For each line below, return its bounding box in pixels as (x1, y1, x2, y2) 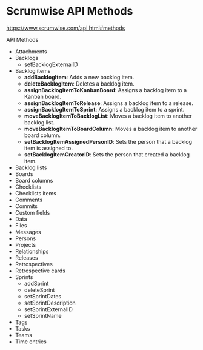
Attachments (15, 47, 47, 55)
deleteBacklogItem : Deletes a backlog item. (24, 80, 135, 87)
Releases (15, 254, 38, 261)
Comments (15, 196, 43, 203)
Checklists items (15, 189, 56, 197)
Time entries (15, 338, 47, 345)
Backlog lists (15, 164, 47, 171)
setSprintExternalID (24, 305, 73, 313)
